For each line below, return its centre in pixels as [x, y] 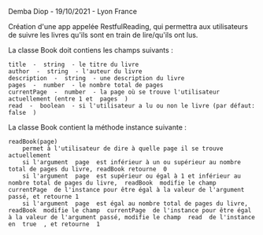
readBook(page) [33, 141]
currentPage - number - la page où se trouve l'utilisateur [114, 92]
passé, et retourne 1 [44, 196]
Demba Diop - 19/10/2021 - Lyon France [73, 11]
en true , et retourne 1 [54, 224]
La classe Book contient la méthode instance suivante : [98, 127]
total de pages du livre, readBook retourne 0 [88, 169]
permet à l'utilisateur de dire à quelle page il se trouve [123, 149]
